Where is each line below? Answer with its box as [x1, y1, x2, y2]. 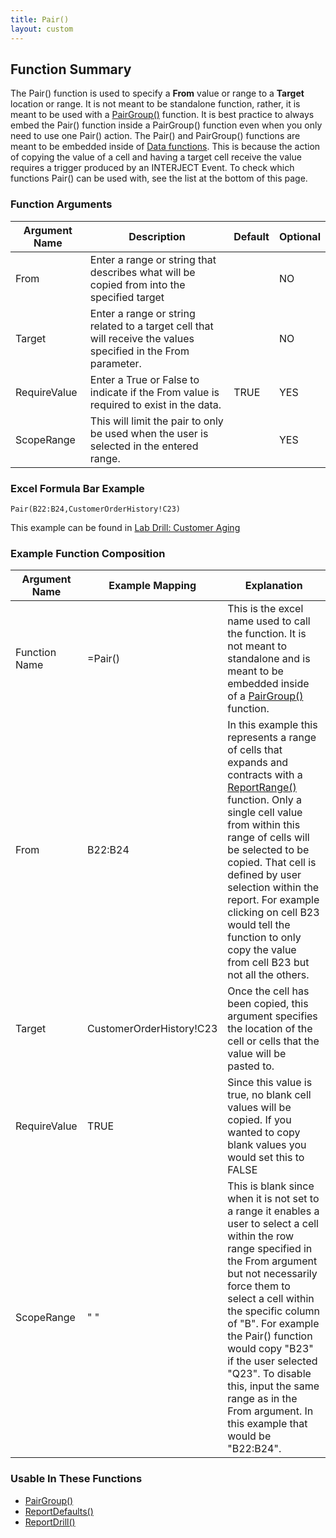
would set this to [227, 1151, 305, 1165]
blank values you [227, 1138, 307, 1152]
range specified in [227, 1242, 313, 1256]
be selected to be [227, 843, 310, 857]
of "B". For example [227, 1317, 320, 1331]
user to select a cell [227, 1217, 319, 1231]
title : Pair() [10, 14, 70, 25]
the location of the [227, 1022, 313, 1036]
